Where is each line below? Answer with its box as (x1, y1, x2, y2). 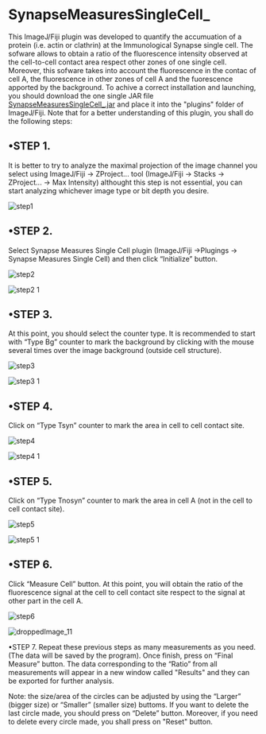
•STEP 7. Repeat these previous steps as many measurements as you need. (8, 642, 256, 651)
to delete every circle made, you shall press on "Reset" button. (8, 717, 213, 726)
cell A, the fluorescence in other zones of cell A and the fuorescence (8, 74, 233, 83)
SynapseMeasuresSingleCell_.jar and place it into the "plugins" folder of (8, 99, 244, 109)
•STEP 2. (8, 224, 53, 238)
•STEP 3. (8, 308, 53, 321)
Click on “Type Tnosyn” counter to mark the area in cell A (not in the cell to (8, 495, 253, 505)
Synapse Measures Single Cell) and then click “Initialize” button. (8, 254, 218, 263)
